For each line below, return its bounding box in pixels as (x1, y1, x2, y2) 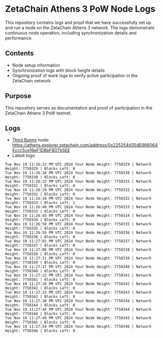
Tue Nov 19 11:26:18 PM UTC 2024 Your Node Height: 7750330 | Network (5, 171, 152, 176)
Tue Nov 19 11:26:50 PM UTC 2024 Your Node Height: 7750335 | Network (5, 222, 152, 227)
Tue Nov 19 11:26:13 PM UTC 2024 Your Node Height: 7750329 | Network (5, 162, 152, 167)
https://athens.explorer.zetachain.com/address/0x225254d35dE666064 (12, 142, 158, 148)
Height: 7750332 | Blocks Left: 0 (5, 192, 76, 197)
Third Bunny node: (12, 137, 50, 143)
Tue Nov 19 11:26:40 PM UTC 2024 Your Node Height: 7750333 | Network (5, 205, 152, 210)
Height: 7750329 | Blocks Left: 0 (5, 166, 76, 171)
